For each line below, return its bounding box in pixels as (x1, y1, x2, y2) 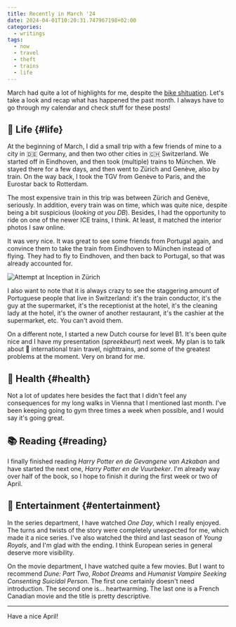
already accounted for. (7, 259, 73, 268)
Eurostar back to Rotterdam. (7, 180, 89, 188)
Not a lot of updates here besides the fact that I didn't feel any (7, 391, 188, 400)
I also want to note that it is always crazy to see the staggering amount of (7, 286, 220, 295)
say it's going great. (7, 414, 65, 422)
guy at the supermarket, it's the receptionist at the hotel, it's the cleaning (7, 301, 218, 310)
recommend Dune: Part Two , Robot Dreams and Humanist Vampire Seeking (7, 569, 227, 578)
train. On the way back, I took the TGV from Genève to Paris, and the (7, 173, 206, 181)
